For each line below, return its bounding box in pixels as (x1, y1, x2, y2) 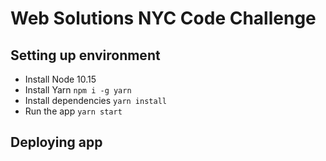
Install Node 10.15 (24, 73, 97, 85)
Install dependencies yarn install (24, 95, 167, 106)
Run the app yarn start (24, 105, 123, 117)
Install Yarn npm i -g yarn (24, 84, 132, 96)
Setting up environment (10, 47, 161, 64)
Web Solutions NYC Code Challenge (10, 7, 317, 30)
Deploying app (10, 134, 103, 151)
